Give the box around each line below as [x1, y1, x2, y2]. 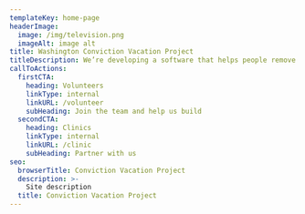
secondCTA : [17, 115, 59, 124]
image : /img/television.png [17, 30, 125, 39]
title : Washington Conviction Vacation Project [9, 47, 195, 56]
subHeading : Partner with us [26, 148, 137, 158]
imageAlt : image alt [17, 38, 96, 48]
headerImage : [9, 22, 59, 31]
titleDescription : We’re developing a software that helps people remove [9, 56, 297, 65]
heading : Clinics [26, 124, 92, 133]
